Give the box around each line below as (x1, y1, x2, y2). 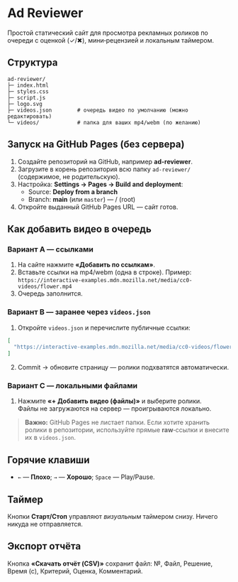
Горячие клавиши (7, 453, 90, 466)
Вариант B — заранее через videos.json (7, 307, 151, 317)
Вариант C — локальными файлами (7, 381, 138, 391)
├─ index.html (7, 82, 50, 89)
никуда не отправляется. (7, 520, 83, 529)
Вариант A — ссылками (7, 244, 93, 254)
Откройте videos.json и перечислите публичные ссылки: (17, 323, 191, 332)
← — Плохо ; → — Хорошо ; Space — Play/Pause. (17, 473, 155, 481)
